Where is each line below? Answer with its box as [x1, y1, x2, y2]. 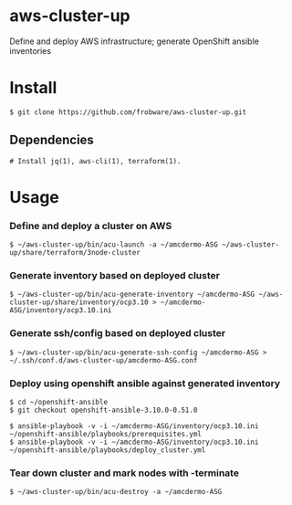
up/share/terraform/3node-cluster [9, 248, 141, 258]
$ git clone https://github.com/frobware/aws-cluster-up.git [9, 107, 247, 117]
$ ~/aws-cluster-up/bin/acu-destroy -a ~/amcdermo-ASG [9, 488, 223, 497]
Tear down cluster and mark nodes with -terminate [9, 467, 240, 479]
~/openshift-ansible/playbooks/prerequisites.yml [9, 430, 203, 439]
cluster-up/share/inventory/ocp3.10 [9, 298, 149, 307]
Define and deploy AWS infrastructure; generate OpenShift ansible [9, 36, 260, 47]
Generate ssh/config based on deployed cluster [9, 327, 226, 340]
